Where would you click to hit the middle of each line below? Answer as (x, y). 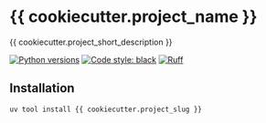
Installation (42, 88)
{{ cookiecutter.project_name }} (133, 17)
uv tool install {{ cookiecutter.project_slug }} (106, 109)
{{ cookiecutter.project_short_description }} (91, 42)
